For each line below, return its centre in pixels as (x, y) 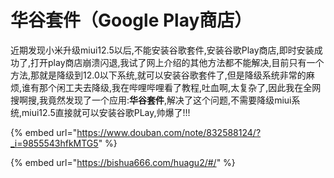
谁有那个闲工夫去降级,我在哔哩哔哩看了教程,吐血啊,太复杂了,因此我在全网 (171, 87)
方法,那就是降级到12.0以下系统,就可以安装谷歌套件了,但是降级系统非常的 (158, 75)
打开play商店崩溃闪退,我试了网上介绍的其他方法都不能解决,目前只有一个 (177, 62)
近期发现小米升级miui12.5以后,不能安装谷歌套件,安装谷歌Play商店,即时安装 (162, 50)
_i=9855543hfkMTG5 (54, 143)
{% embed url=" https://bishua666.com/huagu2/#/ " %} (123, 162)
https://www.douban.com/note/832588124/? (169, 132)
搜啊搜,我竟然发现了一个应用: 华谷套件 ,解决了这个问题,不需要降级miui (151, 100)
